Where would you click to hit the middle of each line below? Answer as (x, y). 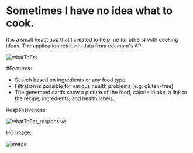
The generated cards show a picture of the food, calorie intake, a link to (101, 92)
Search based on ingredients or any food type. (70, 80)
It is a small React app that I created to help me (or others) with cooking (92, 39)
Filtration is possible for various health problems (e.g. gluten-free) (94, 86)
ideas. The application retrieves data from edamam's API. (75, 46)
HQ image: (19, 132)
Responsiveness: (27, 110)
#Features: (19, 68)
